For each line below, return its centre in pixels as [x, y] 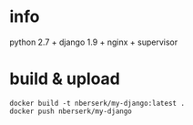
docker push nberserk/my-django [71, 111]
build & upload [65, 79]
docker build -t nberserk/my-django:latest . [97, 103]
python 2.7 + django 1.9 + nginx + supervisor [94, 42]
